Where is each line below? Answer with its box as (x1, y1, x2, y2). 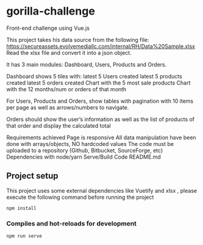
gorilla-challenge (6, 4, 96, 18)
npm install (6, 205, 37, 211)
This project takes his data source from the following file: (6, 36, 149, 43)
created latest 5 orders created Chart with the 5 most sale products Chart (6, 79, 191, 86)
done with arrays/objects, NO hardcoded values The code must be (6, 140, 174, 147)
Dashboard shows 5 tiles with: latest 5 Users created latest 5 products (6, 72, 183, 80)
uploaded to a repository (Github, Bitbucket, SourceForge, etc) (6, 147, 163, 154)
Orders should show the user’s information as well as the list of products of (6, 116, 195, 123)
